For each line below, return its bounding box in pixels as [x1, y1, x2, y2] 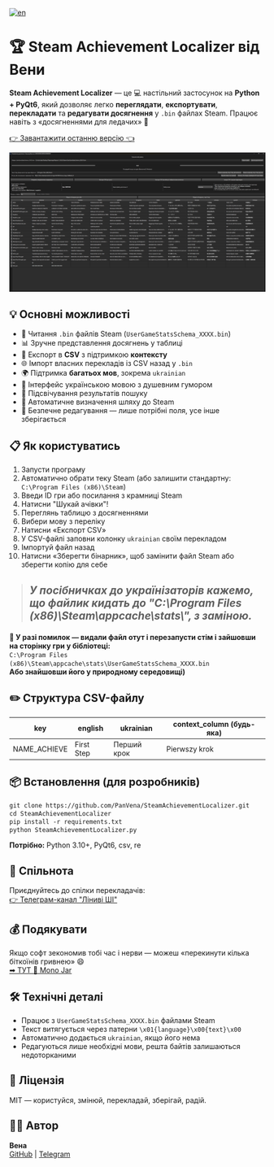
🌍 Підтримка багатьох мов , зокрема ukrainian [20, 368, 186, 378]
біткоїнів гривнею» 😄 [9, 956, 85, 967]
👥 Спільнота [9, 864, 74, 877]
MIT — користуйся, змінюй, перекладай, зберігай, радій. [9, 1095, 207, 1105]
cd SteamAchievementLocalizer [9, 810, 112, 818]
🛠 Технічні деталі [9, 990, 104, 1004]
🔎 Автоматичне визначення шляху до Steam [20, 397, 175, 407]
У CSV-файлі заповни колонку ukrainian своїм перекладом [20, 533, 227, 544]
